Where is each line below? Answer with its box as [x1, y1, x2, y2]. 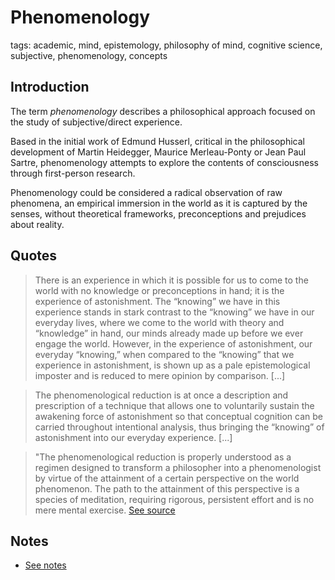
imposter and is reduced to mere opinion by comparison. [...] [34, 369, 286, 381]
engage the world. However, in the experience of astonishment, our [34, 337, 313, 350]
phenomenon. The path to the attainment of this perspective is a [34, 482, 300, 495]
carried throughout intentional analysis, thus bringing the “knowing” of [34, 421, 325, 433]
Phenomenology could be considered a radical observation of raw [10, 186, 283, 198]
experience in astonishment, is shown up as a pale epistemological [34, 359, 311, 371]
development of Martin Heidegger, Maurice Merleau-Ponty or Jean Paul [10, 146, 307, 158]
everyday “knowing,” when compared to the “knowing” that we [34, 348, 295, 360]
